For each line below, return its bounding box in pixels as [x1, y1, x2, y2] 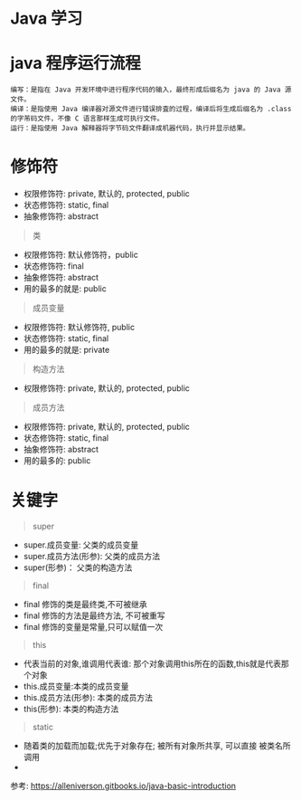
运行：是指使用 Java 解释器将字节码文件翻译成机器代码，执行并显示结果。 [10, 124, 250, 133]
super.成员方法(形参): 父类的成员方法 [23, 551, 161, 561]
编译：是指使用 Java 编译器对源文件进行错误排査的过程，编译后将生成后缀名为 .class [10, 105, 292, 114]
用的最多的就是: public [23, 283, 107, 294]
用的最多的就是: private [23, 345, 110, 356]
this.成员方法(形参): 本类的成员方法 [23, 692, 153, 702]
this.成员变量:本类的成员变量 [23, 681, 129, 691]
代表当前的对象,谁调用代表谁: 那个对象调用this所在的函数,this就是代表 [23, 658, 282, 669]
